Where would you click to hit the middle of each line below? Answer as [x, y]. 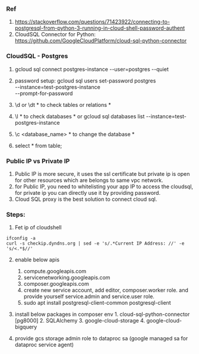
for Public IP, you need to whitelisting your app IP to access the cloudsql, [104, 187]
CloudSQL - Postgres [37, 56]
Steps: [16, 214]
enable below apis [37, 260]
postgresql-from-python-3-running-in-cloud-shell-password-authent [100, 28]
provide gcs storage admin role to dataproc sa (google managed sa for [101, 339]
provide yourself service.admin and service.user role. [89, 296]
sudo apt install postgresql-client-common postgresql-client [97, 303]
